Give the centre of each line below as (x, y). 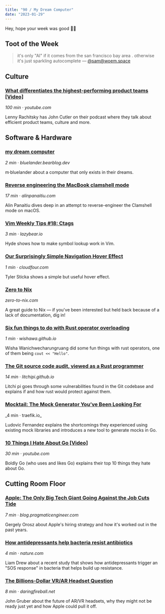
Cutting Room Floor (35, 484)
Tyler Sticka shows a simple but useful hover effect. (58, 276)
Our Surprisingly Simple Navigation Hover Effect (64, 256)
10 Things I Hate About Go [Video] (47, 443)
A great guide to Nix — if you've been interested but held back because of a (82, 309)
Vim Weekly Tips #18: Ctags (39, 223)
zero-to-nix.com (22, 300)
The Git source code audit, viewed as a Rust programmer (74, 366)
